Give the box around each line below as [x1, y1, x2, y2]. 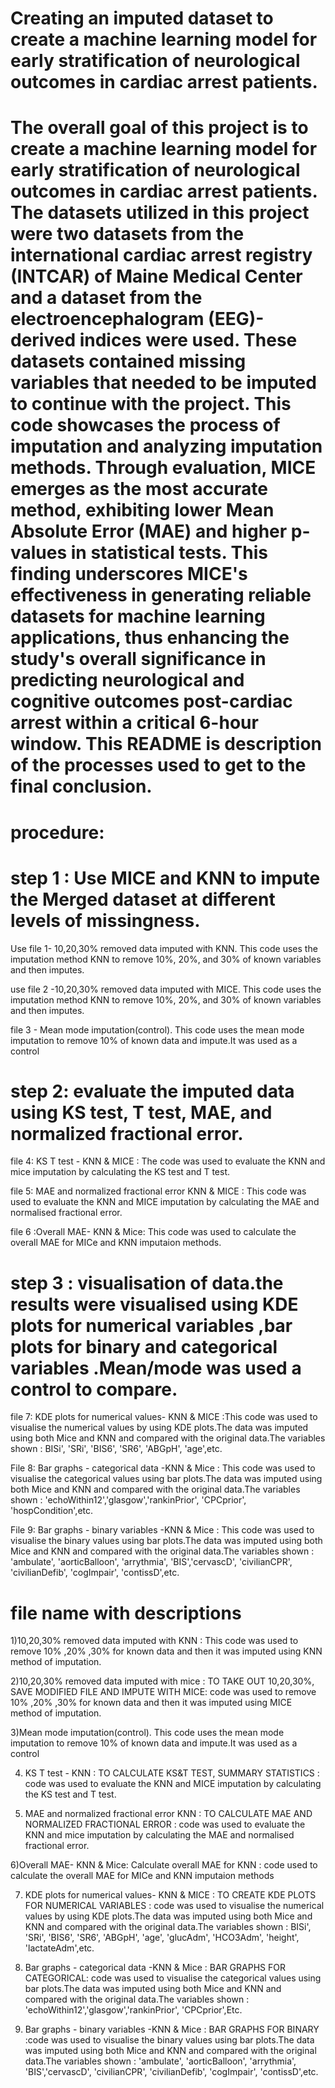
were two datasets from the [10, 223, 245, 246]
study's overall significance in [10, 648, 267, 671]
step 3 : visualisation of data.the [10, 1272, 284, 1294]
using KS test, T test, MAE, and [10, 1101, 273, 1124]
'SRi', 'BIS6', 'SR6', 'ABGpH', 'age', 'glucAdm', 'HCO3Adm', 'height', [24, 1932, 300, 1944]
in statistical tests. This [70, 542, 268, 564]
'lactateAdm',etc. [24, 1942, 95, 1954]
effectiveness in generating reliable [10, 584, 312, 607]
